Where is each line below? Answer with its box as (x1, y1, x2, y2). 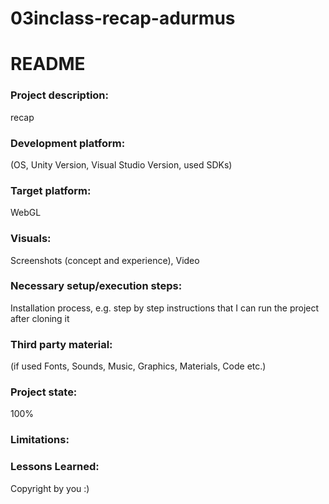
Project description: (10, 88, 109, 102)
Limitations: (10, 433, 70, 447)
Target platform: (10, 183, 92, 197)
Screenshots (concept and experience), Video (10, 254, 200, 266)
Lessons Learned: (10, 460, 100, 474)
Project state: (10, 385, 78, 399)
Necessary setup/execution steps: (10, 279, 183, 293)
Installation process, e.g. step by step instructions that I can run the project (10, 302, 320, 314)
